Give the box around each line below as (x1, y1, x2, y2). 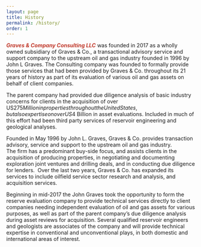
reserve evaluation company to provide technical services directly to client (6, 197, 191, 205)
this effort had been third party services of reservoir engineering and (6, 117, 177, 124)
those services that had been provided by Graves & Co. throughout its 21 (6, 67, 186, 75)
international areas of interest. (6, 236, 81, 243)
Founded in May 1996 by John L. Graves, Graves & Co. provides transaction (6, 135, 193, 142)
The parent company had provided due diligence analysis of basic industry (6, 92, 191, 99)
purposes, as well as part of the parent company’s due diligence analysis (6, 210, 187, 217)
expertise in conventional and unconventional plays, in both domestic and (6, 229, 188, 236)
